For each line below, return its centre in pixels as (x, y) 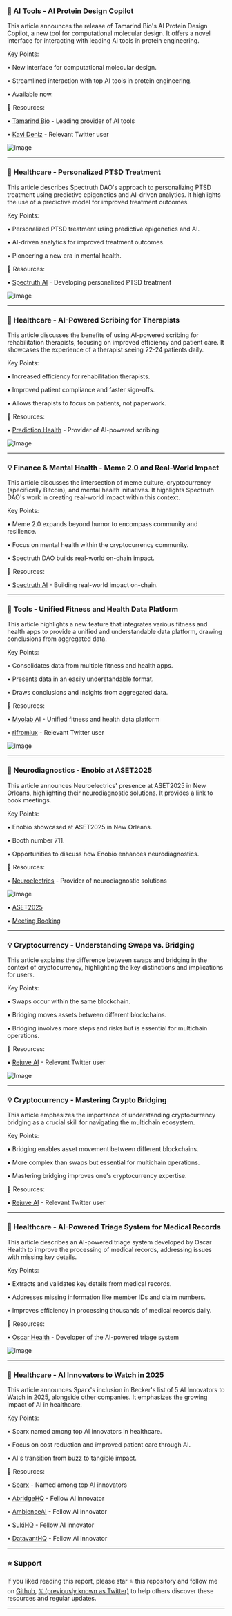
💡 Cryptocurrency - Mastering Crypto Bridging (87, 1100)
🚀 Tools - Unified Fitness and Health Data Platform (93, 609)
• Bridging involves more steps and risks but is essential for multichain (107, 1028)
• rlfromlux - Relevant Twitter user (56, 733)
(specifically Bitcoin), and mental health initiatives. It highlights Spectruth (111, 490)
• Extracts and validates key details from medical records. (89, 1283)
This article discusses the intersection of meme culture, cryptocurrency (109, 483)
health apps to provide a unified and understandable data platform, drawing (115, 632)
